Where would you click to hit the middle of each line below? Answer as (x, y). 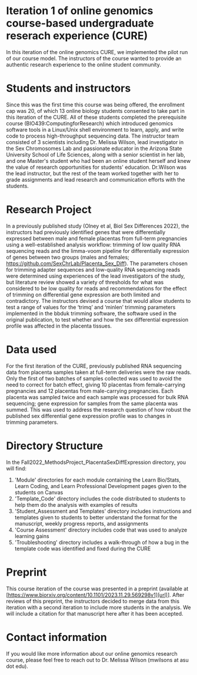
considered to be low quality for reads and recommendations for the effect (96, 288)
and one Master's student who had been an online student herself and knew (98, 161)
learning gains (32, 536)
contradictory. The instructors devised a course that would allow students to (98, 300)
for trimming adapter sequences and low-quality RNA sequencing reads (93, 269)
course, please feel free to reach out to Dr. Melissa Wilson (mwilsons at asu (98, 660)
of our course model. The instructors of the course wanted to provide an (94, 58)
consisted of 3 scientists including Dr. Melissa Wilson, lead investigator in (95, 142)
